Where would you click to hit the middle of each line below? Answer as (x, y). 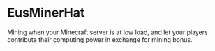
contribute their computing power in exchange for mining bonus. (100, 39)
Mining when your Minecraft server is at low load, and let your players (107, 32)
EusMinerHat (46, 13)
